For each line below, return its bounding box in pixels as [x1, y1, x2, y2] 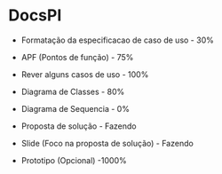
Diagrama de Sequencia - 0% [20, 103, 131, 114]
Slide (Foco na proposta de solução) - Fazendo [20, 138, 194, 148]
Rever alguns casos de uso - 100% [20, 68, 149, 80]
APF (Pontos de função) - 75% [20, 51, 134, 62]
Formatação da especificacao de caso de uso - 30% [20, 35, 214, 45]
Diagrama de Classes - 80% [20, 86, 125, 97]
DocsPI [8, 5, 62, 26]
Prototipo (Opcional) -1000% [20, 154, 127, 165]
